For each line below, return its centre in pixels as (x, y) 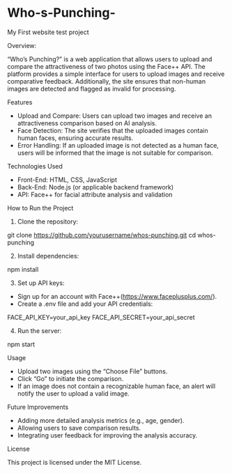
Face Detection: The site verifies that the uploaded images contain (113, 130)
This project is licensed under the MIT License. (75, 462)
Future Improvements (38, 407)
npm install (23, 269)
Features (20, 102)
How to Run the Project (40, 208)
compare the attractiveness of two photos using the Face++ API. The (106, 66)
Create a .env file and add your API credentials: (85, 304)
